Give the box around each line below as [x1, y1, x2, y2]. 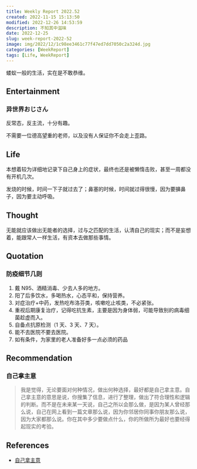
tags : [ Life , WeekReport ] [6, 52, 69, 58]
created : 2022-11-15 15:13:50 [6, 14, 80, 20]
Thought [6, 210, 39, 220]
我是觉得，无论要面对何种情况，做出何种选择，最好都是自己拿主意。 [20, 386, 185, 393]
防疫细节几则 [6, 270, 43, 278]
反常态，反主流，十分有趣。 [6, 120, 73, 127]
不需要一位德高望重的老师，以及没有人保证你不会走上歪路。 [6, 132, 150, 139]
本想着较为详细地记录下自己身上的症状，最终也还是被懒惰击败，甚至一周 [6, 166, 181, 173]
